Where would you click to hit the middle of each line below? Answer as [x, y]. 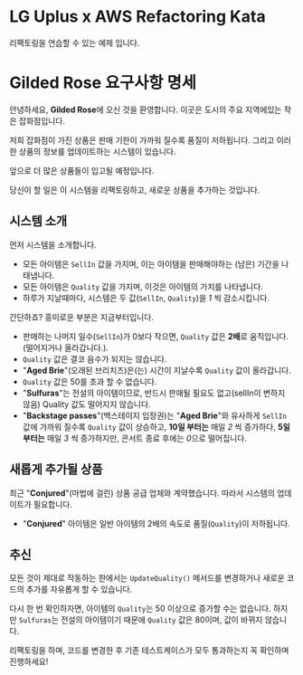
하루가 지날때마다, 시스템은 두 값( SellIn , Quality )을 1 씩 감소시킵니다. [146, 298]
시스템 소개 [38, 221]
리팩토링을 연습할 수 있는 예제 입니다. [75, 43]
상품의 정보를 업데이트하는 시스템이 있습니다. [97, 151]
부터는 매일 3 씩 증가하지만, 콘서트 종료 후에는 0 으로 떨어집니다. [134, 438]
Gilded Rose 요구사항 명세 [103, 83]
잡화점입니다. [42, 120]
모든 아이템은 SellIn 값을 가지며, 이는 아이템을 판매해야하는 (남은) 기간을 [151, 263]
